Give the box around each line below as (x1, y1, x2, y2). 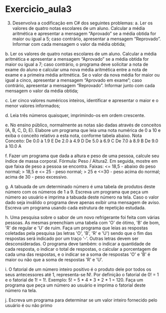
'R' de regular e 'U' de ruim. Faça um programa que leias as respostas (5, 225, 148, 231)
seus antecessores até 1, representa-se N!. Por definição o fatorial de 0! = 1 (5, 271, 159, 277)
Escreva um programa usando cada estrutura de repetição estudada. (5, 205, 146, 210)
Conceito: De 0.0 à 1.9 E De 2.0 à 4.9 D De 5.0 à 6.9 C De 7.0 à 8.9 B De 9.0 (5, 138, 159, 144)
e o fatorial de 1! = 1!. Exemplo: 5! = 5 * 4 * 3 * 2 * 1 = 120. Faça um (5, 277, 144, 283)
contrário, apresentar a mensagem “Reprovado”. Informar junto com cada (5, 82, 155, 88)
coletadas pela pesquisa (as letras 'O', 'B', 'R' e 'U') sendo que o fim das (5, 230, 153, 236)
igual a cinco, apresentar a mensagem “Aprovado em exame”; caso (5, 77, 142, 83)
